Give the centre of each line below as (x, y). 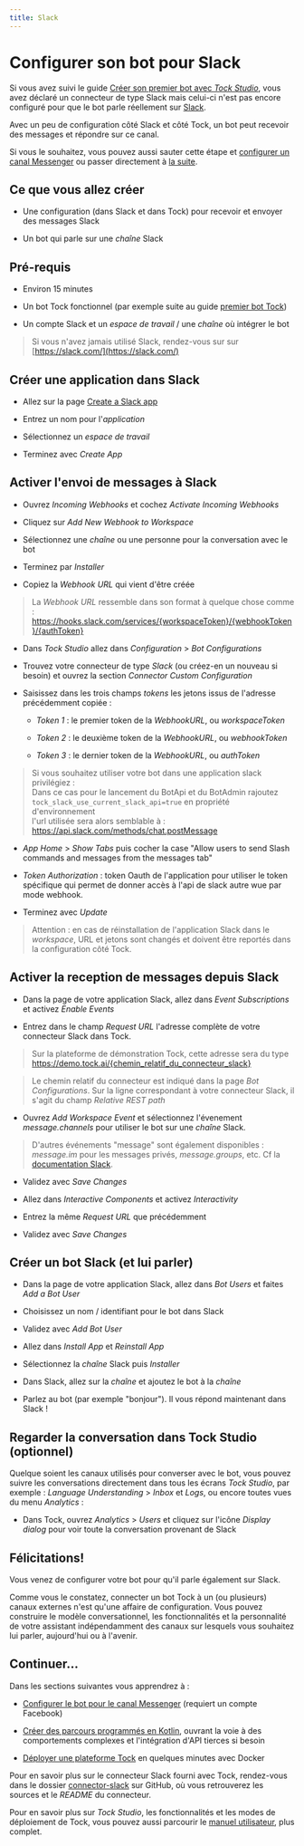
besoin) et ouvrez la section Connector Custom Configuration (138, 675)
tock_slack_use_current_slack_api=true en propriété (131, 802)
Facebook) (43, 1713)
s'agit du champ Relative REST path (98, 1100)
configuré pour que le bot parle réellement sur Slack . (108, 107)
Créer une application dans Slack (105, 380)
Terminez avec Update (65, 912)
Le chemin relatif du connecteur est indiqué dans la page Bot (145, 1081)
